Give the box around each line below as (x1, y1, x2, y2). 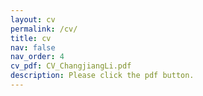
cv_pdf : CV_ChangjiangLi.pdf (10, 61, 132, 71)
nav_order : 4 (10, 52, 65, 62)
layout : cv (10, 14, 56, 25)
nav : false (10, 42, 56, 53)
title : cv (10, 33, 52, 43)
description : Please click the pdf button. (10, 71, 195, 81)
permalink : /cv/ (10, 24, 78, 34)
